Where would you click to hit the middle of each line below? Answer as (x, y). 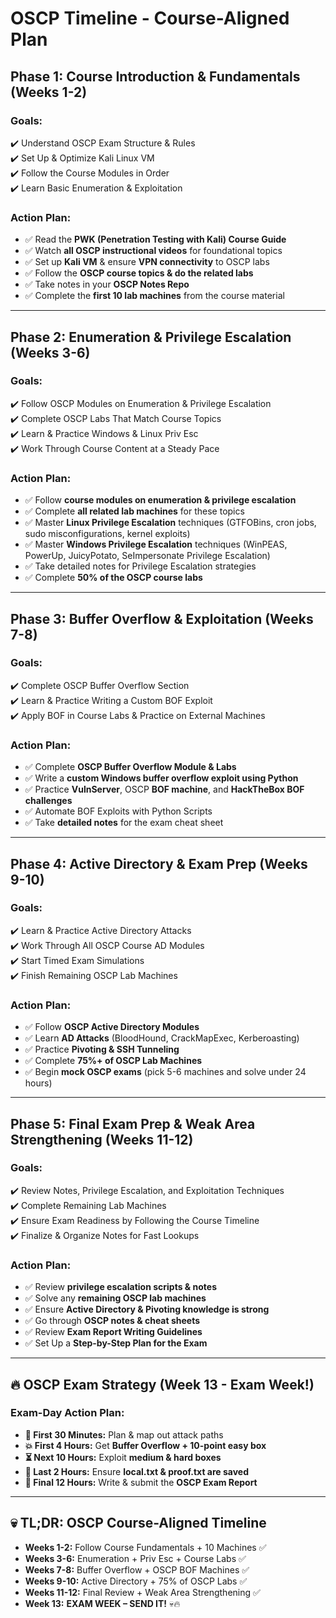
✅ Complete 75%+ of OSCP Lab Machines (113, 1061)
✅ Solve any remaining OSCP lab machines (115, 1298)
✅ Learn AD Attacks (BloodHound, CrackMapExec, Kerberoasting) (162, 1038)
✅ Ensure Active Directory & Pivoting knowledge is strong (147, 1309)
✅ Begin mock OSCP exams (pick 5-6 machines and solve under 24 (165, 1072)
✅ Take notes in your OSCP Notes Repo (107, 284)
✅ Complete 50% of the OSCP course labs (113, 578)
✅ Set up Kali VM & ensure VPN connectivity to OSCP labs (147, 262)
